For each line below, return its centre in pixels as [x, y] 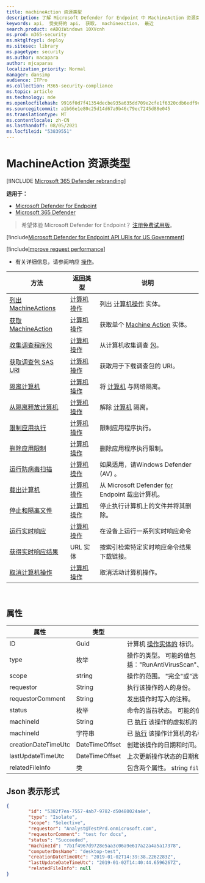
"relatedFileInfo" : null [60, 869]
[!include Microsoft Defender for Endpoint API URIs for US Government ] [95, 237]
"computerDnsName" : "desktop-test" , [75, 851]
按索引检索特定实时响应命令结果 [146, 547]
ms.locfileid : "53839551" [39, 132]
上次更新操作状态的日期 [161, 756]
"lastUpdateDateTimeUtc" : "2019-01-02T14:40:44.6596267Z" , [105, 863]
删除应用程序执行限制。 [133, 449]
